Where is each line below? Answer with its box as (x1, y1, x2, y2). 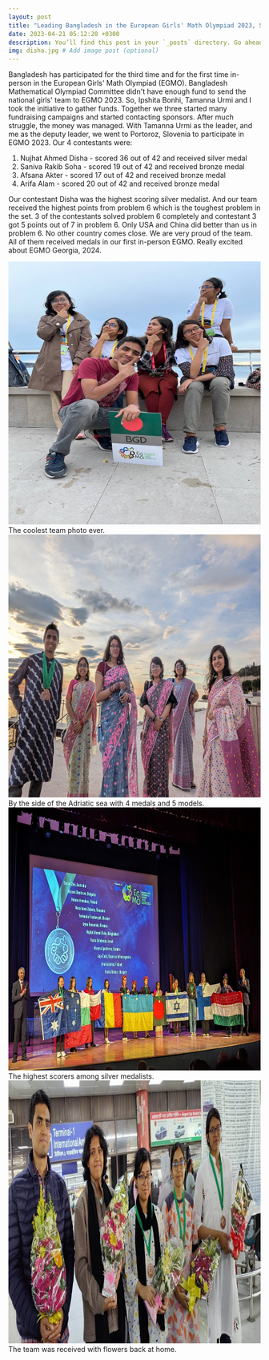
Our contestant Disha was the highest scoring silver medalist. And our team (8, 195, 258, 204)
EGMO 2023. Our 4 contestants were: (8, 138, 133, 147)
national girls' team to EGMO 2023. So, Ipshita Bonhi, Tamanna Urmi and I (8, 95, 252, 105)
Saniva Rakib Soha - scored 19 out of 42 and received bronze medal (19, 162, 245, 172)
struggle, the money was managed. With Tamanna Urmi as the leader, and (8, 121, 253, 131)
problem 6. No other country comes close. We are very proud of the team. (8, 228, 253, 238)
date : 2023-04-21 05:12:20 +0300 (8, 30, 120, 38)
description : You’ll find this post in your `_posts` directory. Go (8, 38, 242, 46)
